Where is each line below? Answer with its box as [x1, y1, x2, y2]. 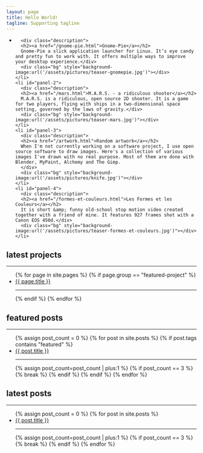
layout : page [6, 8, 39, 15]
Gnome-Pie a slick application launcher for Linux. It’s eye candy [21, 48, 195, 54]
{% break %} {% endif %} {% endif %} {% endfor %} [14, 371, 147, 378]
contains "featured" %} [14, 341, 74, 348]
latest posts [6, 388, 52, 399]
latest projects [6, 249, 62, 260]
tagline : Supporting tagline [6, 20, 80, 26]
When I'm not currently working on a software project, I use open [21, 143, 195, 150]
